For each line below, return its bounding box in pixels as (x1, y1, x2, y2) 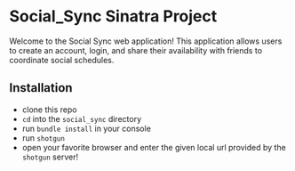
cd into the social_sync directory (21, 113, 142, 124)
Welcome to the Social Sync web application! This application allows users (9, 36, 283, 46)
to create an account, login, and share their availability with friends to (9, 45, 263, 55)
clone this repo (21, 104, 77, 115)
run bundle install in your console (21, 123, 151, 134)
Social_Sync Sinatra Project (9, 6, 218, 27)
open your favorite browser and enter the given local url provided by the (21, 142, 286, 152)
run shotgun (21, 132, 65, 143)
